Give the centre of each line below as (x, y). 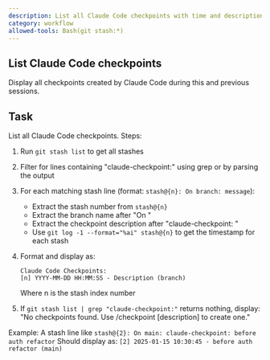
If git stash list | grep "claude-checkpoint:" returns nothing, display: (140, 309)
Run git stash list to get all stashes (82, 151)
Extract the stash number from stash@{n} (100, 207)
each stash (50, 241)
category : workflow (41, 23)
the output (37, 175)
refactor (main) (35, 349)
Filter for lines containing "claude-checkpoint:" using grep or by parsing (139, 167)
